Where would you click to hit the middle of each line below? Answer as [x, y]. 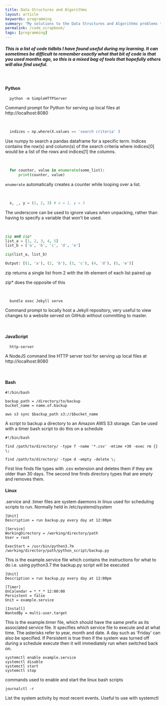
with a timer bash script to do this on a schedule [54, 429]
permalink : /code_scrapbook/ [35, 28]
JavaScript [17, 336]
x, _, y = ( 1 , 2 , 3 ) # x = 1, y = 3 [47, 203]
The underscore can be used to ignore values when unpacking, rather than [81, 212]
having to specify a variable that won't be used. [54, 218]
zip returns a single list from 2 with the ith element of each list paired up [78, 273]
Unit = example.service [30, 600]
